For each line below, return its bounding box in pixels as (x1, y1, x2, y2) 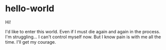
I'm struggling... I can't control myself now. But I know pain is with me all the (5, 34, 161, 40)
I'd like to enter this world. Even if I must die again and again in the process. (5, 28, 161, 34)
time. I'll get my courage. (5, 39, 56, 45)
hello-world (5, 3, 55, 14)
